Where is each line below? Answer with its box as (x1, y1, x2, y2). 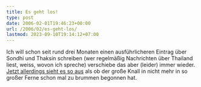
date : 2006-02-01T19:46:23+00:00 (6, 20, 91, 26)
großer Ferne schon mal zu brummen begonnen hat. (6, 74, 137, 82)
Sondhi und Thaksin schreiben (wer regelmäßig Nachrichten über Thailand (6, 55, 193, 62)
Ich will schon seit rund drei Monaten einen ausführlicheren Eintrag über (6, 48, 187, 55)
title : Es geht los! (6, 9, 59, 15)
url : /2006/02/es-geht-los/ (6, 26, 78, 32)
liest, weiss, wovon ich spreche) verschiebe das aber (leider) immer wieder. (6, 61, 196, 69)
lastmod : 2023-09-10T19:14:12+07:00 (6, 32, 99, 38)
